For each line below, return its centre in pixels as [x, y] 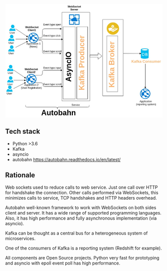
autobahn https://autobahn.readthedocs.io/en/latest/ [67, 159]
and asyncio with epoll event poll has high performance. [63, 263]
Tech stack [23, 132]
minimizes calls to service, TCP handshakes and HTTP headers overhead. [81, 198]
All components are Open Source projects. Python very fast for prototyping [82, 258]
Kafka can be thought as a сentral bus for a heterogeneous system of [77, 233]
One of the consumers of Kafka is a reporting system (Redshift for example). [83, 248]
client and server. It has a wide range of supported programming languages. [83, 213]
